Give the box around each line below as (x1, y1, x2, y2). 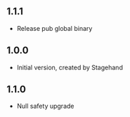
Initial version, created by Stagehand (16, 63, 124, 71)
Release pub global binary (16, 24, 93, 32)
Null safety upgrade (16, 102, 74, 111)
